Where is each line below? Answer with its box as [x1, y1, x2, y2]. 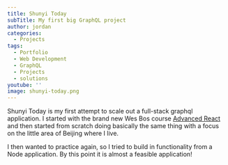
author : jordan [7, 23, 52, 30]
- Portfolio [13, 49, 49, 56]
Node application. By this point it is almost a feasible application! [7, 150, 193, 159]
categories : [7, 29, 42, 37]
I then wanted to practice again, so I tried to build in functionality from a [7, 143, 213, 151]
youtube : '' [7, 81, 42, 88]
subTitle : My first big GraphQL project [7, 17, 127, 24]
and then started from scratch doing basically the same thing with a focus [7, 122, 220, 130]
